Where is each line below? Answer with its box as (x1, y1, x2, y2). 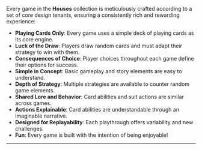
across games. (14, 100, 52, 107)
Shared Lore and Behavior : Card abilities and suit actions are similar (14, 93, 185, 100)
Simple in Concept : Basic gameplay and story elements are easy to (14, 68, 182, 74)
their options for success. (14, 61, 79, 68)
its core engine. (14, 36, 54, 43)
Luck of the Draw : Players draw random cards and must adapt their (14, 42, 182, 49)
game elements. (14, 87, 55, 94)
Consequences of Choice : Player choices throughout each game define (14, 55, 194, 62)
